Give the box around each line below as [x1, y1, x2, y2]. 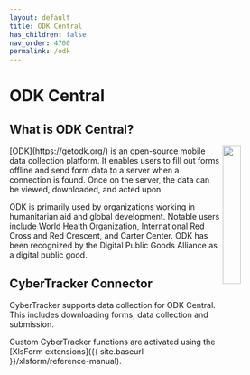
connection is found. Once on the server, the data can [9, 174, 210, 185]
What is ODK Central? [9, 121, 134, 136]
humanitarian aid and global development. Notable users [9, 211, 220, 222]
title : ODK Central [9, 22, 83, 31]
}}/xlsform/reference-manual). [9, 355, 122, 366]
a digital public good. [9, 249, 88, 260]
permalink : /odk [9, 47, 70, 56]
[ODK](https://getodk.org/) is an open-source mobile [9, 145, 206, 156]
